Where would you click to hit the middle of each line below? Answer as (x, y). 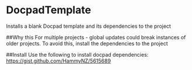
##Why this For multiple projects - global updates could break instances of (96, 37)
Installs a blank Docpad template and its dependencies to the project (88, 26)
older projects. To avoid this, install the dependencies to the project (87, 43)
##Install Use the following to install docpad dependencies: (77, 54)
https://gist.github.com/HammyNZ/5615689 (58, 61)
